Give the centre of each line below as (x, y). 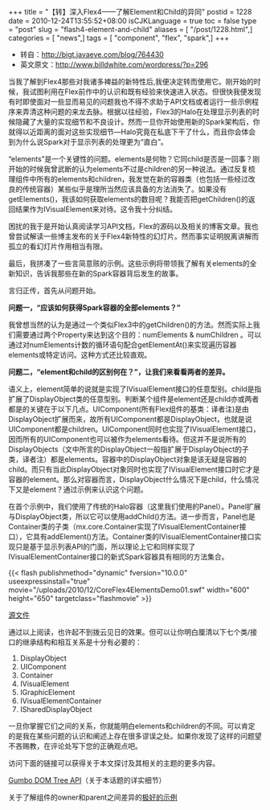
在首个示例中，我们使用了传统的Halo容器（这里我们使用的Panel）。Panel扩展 (135, 506)
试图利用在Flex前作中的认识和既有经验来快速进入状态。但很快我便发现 (145, 92)
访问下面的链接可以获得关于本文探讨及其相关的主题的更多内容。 (114, 763)
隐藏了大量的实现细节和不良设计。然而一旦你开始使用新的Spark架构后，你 (137, 122)
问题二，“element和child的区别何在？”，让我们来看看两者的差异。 (119, 372)
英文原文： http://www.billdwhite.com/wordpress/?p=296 (114, 64)
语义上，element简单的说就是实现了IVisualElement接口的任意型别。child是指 (135, 389)
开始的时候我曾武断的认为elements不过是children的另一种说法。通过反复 (129, 169)
